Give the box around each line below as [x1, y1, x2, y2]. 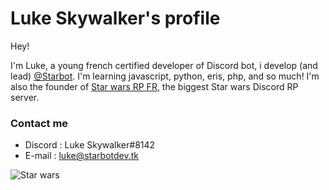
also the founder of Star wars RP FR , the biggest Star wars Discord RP [10, 80, 299, 92]
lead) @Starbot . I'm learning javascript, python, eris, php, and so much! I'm [10, 70, 320, 82]
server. [10, 91, 40, 103]
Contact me [10, 116, 69, 130]
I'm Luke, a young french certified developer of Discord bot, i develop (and [10, 59, 318, 71]
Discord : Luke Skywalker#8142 [24, 139, 156, 151]
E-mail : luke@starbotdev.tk [24, 150, 139, 162]
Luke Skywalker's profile [10, 7, 221, 30]
